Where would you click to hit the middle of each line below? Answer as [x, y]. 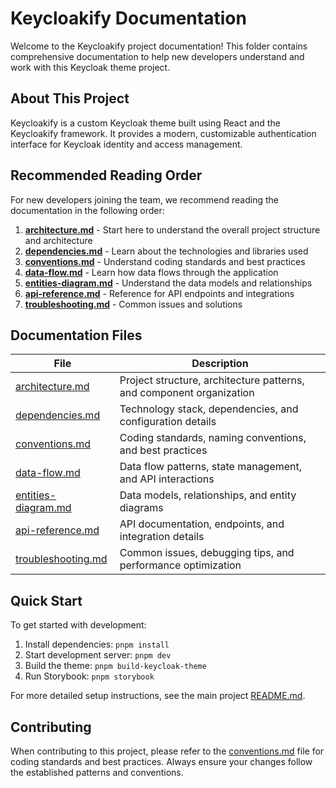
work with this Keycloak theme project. [90, 67]
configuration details [168, 422]
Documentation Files [76, 335]
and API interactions [167, 479]
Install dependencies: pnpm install [97, 644]
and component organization [187, 393]
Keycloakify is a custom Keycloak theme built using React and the [145, 123]
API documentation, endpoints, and [202, 524]
